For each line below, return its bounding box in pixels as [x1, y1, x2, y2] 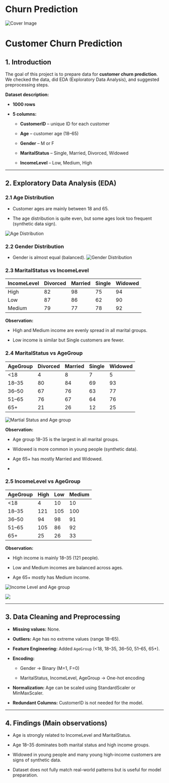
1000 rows [12, 101, 35, 107]
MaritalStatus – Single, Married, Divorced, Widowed [20, 150, 129, 156]
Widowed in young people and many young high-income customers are [12, 752, 161, 758]
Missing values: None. [12, 626, 60, 632]
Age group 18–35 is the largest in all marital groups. [12, 436, 119, 442]
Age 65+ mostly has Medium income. [12, 574, 91, 580]
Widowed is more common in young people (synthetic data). [12, 446, 138, 452]
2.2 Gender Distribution [5, 243, 64, 250]
